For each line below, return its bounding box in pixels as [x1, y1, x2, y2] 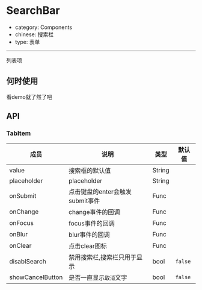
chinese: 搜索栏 [14, 31, 54, 38]
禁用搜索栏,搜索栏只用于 [69, 253, 137, 262]
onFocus [9, 219, 34, 227]
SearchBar [6, 4, 60, 17]
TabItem [6, 129, 31, 137]
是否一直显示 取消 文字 [69, 274, 127, 282]
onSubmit [9, 192, 37, 200]
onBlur [9, 230, 28, 239]
